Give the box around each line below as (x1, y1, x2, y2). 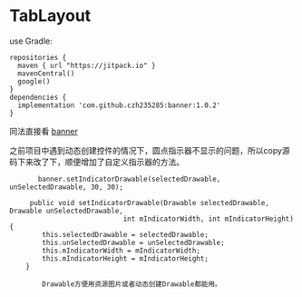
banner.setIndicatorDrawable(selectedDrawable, (37, 174, 221, 183)
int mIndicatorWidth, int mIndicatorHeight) (122, 214, 295, 223)
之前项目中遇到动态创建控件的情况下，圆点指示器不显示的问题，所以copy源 (9, 144, 290, 155)
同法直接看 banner (9, 125, 79, 136)
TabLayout (9, 5, 92, 26)
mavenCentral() (17, 69, 75, 78)
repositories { (9, 53, 67, 62)
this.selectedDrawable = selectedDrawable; (42, 230, 209, 239)
